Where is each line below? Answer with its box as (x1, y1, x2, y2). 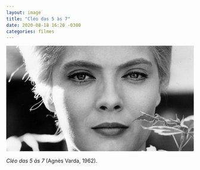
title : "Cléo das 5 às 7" (6, 15, 70, 22)
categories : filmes (6, 29, 55, 34)
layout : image (6, 10, 42, 15)
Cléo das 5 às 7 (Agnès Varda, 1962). (6, 157, 98, 164)
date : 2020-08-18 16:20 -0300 (6, 22, 82, 28)
